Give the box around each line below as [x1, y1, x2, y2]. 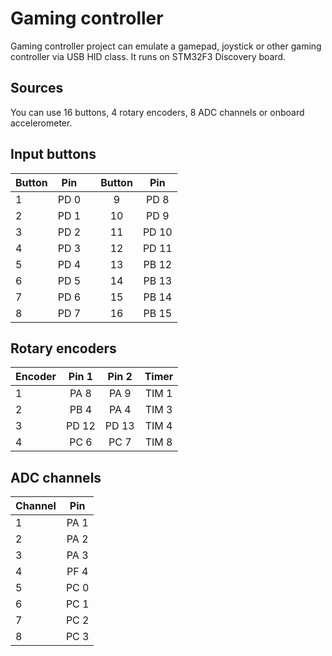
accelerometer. [10, 117, 73, 129]
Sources [10, 80, 64, 97]
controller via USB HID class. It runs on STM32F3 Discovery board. [10, 50, 287, 62]
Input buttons [10, 146, 97, 163]
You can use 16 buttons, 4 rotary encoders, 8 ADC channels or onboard [10, 106, 305, 118]
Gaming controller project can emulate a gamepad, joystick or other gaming [10, 40, 322, 52]
